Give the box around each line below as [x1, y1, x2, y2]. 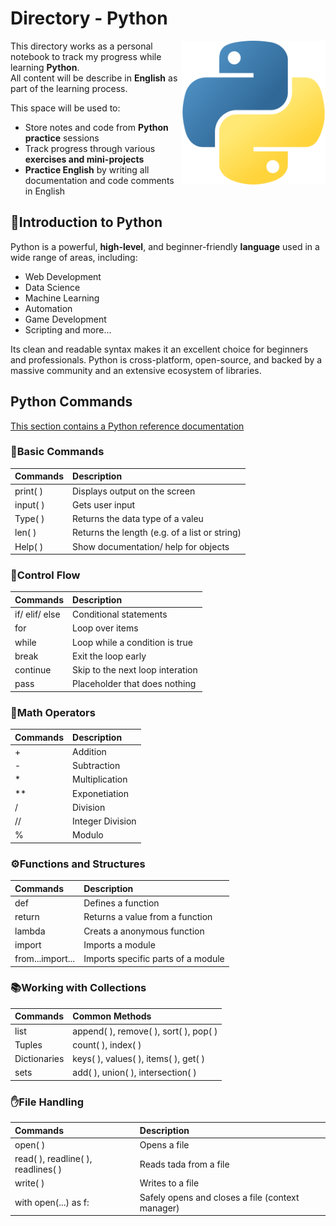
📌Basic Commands [10, 445, 105, 459]
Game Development [24, 313, 107, 325]
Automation [24, 302, 73, 314]
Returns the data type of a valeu [72, 513, 204, 525]
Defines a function [83, 897, 160, 909]
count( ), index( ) [72, 1038, 142, 1051]
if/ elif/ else [14, 608, 61, 621]
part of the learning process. [10, 82, 128, 94]
